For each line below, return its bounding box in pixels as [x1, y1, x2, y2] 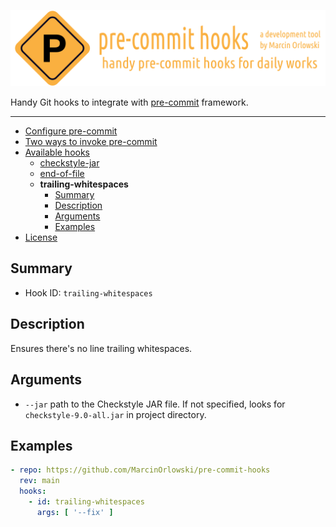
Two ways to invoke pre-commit [24, 136, 158, 148]
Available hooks [24, 146, 91, 159]
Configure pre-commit [24, 125, 118, 137]
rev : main [19, 476, 60, 486]
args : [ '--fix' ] [36, 507, 114, 517]
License [24, 231, 58, 244]
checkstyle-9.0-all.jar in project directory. [24, 408, 207, 420]
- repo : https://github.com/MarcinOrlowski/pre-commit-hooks [10, 465, 271, 475]
